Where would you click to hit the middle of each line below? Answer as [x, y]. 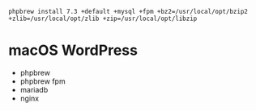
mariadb [34, 89]
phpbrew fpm [43, 81]
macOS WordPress [73, 50]
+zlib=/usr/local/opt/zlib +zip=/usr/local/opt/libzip [103, 18]
